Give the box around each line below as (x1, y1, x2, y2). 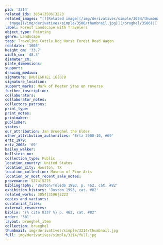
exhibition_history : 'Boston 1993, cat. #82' (5, 187, 98, 192)
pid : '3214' (5, 7, 29, 12)
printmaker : (5, 115, 29, 120)
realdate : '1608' (5, 43, 40, 48)
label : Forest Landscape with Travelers (5, 25, 88, 30)
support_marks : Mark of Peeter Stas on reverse (5, 83, 103, 89)
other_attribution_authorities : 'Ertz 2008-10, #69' (5, 133, 114, 138)
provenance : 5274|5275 (5, 179, 51, 183)
